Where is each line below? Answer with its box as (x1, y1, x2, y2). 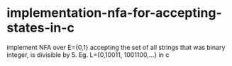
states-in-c (6, 20, 75, 36)
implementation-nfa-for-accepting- (6, 5, 223, 21)
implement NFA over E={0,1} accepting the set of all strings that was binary (6, 43, 226, 51)
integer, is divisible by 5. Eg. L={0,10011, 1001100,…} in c (6, 51, 170, 59)
